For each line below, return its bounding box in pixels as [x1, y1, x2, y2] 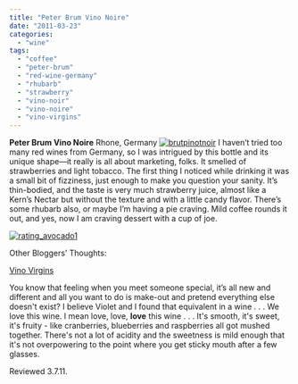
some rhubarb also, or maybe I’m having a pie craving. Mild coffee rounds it [9, 204, 287, 214]
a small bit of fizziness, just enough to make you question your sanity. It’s [9, 175, 278, 186]
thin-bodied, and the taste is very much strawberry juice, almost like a [9, 185, 267, 196]
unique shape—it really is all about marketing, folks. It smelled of [9, 156, 247, 167]
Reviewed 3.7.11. [9, 366, 69, 377]
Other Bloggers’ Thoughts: [9, 247, 107, 259]
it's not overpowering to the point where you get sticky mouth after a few [9, 339, 277, 350]
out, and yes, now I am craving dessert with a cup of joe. [9, 213, 218, 224]
